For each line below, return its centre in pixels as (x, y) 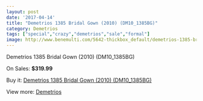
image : (14, 40)
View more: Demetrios (34, 92)
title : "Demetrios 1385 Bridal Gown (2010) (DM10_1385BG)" (82, 23)
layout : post (23, 12)
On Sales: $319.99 (30, 69)
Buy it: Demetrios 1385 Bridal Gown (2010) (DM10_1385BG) (79, 80)
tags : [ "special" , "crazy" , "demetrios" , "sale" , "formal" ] (78, 34)
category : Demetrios (32, 29)
